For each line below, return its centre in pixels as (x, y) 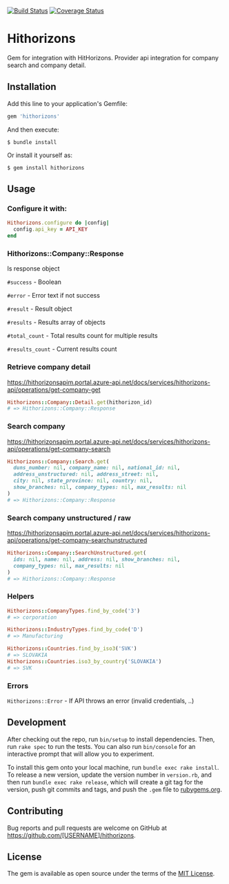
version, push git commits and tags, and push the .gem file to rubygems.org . (115, 789)
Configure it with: (37, 208)
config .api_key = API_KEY (51, 229)
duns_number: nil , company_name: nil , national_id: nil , (97, 468)
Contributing (35, 811)
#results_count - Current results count (62, 349)
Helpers (21, 597)
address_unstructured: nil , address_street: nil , (86, 474)
